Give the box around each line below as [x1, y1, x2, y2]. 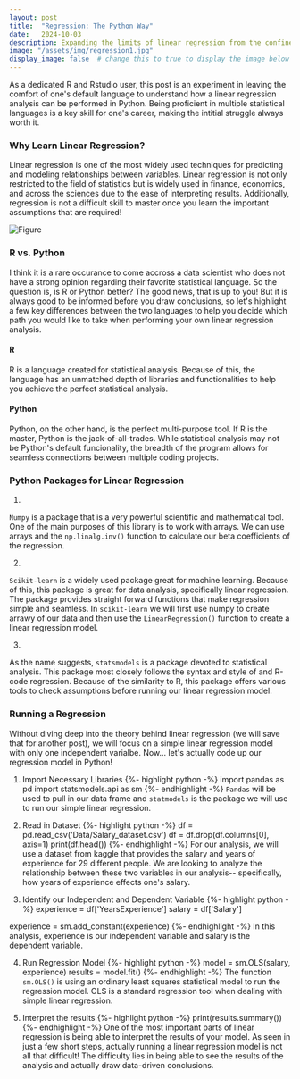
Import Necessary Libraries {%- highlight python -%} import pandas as [21, 774, 285, 784]
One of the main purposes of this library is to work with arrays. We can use [9, 522, 285, 532]
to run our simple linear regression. [21, 802, 152, 813]
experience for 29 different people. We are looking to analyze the [21, 857, 262, 868]
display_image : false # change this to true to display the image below [9, 54, 290, 63]
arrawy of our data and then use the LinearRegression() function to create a [9, 613, 290, 623]
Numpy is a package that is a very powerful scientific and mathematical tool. [9, 512, 284, 523]
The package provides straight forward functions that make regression [9, 594, 270, 605]
